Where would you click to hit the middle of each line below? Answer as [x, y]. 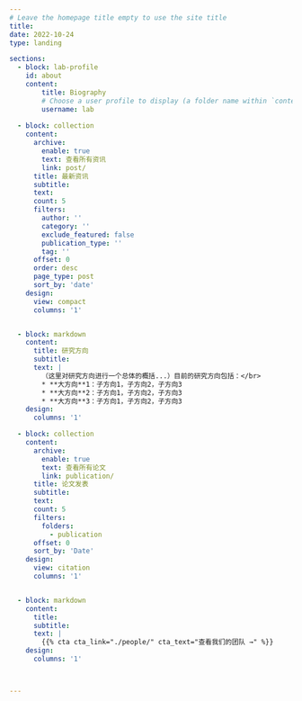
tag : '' [56, 252]
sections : [28, 59]
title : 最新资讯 [61, 176]
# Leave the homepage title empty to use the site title [118, 18]
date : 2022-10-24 [42, 34]
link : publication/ [78, 476]
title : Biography [74, 92]
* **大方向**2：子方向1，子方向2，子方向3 [112, 392]
